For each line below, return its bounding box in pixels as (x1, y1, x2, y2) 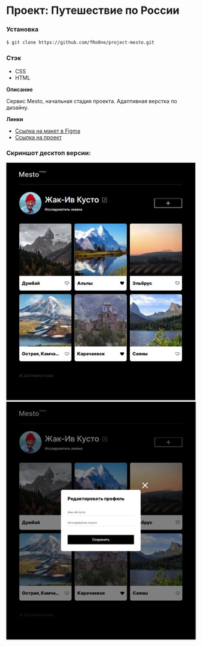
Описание (6, 86, 33, 93)
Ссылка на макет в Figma (14, 127, 81, 135)
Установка (6, 25, 39, 34)
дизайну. (6, 104, 29, 111)
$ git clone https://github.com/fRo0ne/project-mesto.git (6, 40, 155, 46)
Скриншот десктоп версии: (6, 148, 91, 157)
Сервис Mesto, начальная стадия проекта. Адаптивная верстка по (6, 97, 177, 104)
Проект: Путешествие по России (6, 4, 180, 17)
